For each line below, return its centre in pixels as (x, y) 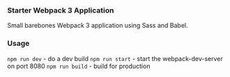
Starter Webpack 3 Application (61, 10)
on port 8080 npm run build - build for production (79, 66)
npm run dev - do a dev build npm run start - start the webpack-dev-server (115, 58)
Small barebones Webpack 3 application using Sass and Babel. (98, 26)
